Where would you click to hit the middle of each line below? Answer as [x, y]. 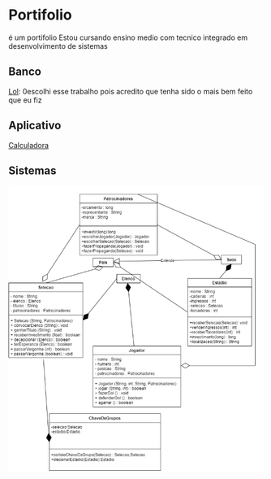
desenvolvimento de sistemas [58, 46]
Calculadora [29, 145]
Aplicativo [35, 126]
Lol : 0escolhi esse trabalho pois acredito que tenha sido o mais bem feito [131, 91]
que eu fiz [25, 100]
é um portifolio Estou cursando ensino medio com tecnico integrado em [128, 37]
